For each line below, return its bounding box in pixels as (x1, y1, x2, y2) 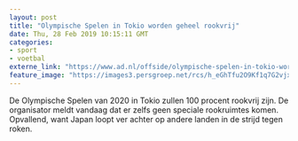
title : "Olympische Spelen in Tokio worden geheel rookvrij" (9, 21, 240, 30)
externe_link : (9, 63, 62, 72)
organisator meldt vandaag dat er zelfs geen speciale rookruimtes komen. (9, 104, 279, 115)
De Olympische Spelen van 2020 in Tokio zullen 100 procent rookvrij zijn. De (9, 95, 289, 106)
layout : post (9, 12, 58, 22)
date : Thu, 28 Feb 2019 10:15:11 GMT (9, 29, 149, 38)
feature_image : (9, 71, 66, 80)
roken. (9, 123, 33, 134)
